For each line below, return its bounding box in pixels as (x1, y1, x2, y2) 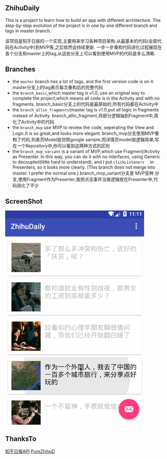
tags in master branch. (5, 27, 51, 34)
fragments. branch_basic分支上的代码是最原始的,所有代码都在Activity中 (12, 101, 159, 107)
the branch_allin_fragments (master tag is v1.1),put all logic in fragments (12, 106, 159, 112)
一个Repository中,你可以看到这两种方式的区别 (16, 143, 110, 149)
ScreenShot (5, 197, 43, 206)
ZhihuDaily (5, 4, 40, 12)
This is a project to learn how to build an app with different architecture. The (5, 17, 161, 23)
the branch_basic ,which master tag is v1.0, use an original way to (12, 90, 145, 96)
